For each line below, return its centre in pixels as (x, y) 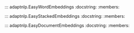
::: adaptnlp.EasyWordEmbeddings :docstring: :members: (62, 7)
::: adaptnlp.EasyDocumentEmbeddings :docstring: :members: (67, 25)
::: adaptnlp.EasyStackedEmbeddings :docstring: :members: (65, 16)
